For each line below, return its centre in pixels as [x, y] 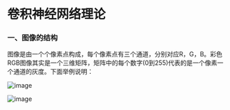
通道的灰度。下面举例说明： [53, 72]
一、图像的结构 [33, 38]
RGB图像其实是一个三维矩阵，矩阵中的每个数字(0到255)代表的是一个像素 [112, 63]
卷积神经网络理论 [57, 14]
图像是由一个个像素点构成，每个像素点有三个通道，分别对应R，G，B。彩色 [115, 54]
